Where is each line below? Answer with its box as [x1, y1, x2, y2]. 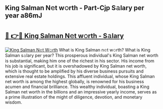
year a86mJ [5, 12, 42, 20]
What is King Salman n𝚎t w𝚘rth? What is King [59, 47, 151, 53]
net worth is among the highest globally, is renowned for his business [5, 79, 145, 84]
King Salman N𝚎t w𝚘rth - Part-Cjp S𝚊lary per [5, 4, 145, 12]
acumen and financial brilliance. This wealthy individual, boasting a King [5, 84, 149, 90]
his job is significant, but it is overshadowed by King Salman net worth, [5, 63, 147, 69]
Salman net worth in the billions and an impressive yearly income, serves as [5, 89, 157, 94]
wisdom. [5, 99, 22, 105]
